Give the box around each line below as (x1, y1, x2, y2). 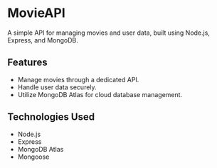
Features (7, 57, 48, 69)
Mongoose (17, 152, 50, 161)
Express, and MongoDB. (7, 35, 78, 44)
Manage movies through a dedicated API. (17, 75, 139, 84)
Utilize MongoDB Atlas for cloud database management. (17, 90, 183, 99)
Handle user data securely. (17, 83, 97, 91)
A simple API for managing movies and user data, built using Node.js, (7, 28, 210, 37)
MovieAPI (7, 5, 65, 21)
